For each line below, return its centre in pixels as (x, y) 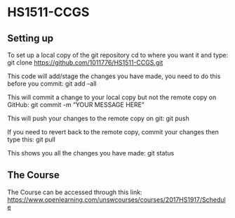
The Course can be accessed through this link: (75, 192)
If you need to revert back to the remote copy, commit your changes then (113, 132)
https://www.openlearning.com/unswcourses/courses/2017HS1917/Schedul (116, 199)
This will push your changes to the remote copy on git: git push (98, 118)
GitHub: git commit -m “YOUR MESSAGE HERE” (76, 105)
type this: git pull (32, 139)
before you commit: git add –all (52, 84)
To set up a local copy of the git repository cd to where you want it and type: (118, 55)
